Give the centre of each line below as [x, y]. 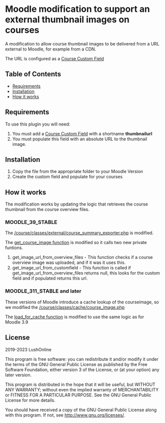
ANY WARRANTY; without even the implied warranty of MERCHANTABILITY [82, 389]
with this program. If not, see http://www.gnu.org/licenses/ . [65, 415]
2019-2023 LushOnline [28, 349]
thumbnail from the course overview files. [47, 210]
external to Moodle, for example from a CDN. [51, 49]
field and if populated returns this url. [50, 278]
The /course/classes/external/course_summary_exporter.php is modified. [79, 233]
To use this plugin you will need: [38, 124]
